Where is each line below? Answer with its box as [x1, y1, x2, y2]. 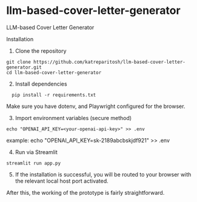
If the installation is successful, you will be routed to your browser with [15, 170, 192, 178]
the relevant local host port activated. [15, 177, 109, 184]
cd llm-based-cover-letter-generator [6, 69, 102, 76]
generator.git [6, 64, 42, 70]
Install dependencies [15, 80, 68, 87]
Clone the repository [15, 47, 67, 55]
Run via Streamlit [15, 148, 58, 155]
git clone [6, 59, 32, 65]
